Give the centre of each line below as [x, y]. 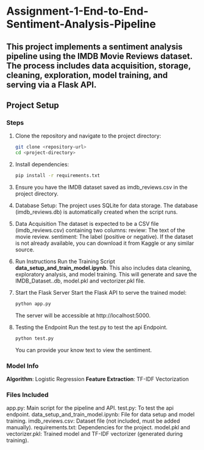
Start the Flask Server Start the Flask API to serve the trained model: [101, 292]
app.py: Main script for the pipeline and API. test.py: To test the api [90, 408]
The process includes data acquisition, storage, [99, 65]
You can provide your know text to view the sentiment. [83, 350]
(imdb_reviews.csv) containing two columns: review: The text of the [100, 230]
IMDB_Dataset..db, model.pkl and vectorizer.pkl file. [80, 281]
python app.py [33, 304]
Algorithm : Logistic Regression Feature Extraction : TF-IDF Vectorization [98, 379]
